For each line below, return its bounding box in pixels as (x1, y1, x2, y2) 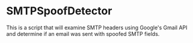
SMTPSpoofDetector (6, 4, 112, 18)
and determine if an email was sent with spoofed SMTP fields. (6, 30, 160, 37)
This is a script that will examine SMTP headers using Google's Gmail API (6, 24, 188, 31)
